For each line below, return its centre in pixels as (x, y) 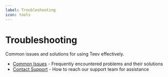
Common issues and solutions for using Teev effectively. (65, 54)
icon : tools (18, 15)
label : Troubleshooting (31, 10)
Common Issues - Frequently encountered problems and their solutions (88, 64)
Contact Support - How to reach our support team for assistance (81, 69)
